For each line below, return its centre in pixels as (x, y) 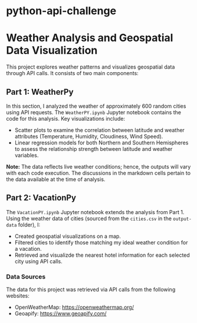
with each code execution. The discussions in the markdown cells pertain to (98, 173)
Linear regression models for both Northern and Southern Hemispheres (101, 143)
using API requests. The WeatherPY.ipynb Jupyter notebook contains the (94, 112)
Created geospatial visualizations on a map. (68, 236)
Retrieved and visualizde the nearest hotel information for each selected (102, 255)
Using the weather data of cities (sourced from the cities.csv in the (89, 218)
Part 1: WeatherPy (40, 92)
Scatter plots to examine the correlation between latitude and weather (99, 130)
